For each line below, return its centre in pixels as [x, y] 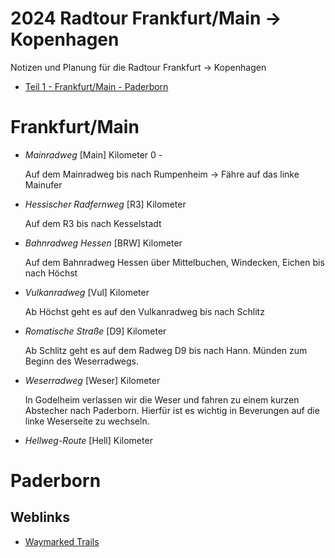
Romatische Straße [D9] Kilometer [95, 331]
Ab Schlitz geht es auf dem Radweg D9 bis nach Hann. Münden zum [166, 350]
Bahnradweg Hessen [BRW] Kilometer [103, 243]
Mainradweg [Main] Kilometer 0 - [93, 154]
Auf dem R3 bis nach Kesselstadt [93, 223]
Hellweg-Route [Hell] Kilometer [88, 440]
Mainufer [43, 184]
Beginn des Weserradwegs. [82, 361]
